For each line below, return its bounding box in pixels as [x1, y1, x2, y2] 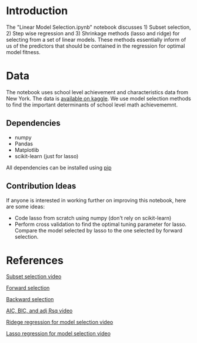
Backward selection [6, 296, 54, 303]
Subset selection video [6, 273, 62, 280]
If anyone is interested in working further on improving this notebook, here [6, 197, 186, 204]
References [6, 254, 64, 267]
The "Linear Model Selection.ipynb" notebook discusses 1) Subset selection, [6, 24, 191, 31]
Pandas [14, 140, 34, 147]
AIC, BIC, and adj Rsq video [6, 307, 73, 314]
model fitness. [6, 48, 41, 55]
